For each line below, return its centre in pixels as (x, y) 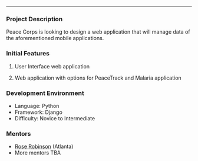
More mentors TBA (37, 153)
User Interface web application (52, 66)
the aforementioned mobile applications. (55, 38)
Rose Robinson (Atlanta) (44, 147)
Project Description (34, 19)
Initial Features (28, 54)
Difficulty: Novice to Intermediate (55, 118)
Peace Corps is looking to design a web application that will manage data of (98, 32)
